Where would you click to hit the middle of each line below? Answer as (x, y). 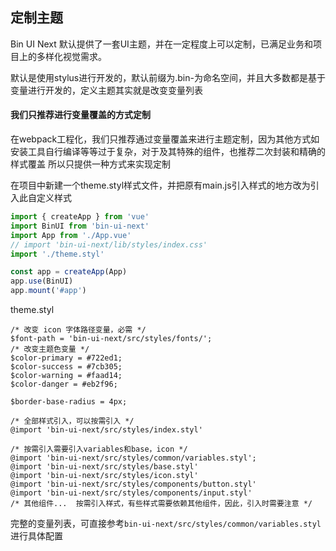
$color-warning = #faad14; (66, 376)
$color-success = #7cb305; (66, 367)
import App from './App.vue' (71, 235)
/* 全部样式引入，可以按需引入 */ (72, 421)
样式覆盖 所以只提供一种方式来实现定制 (90, 164)
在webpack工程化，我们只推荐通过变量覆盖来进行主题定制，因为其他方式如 (165, 139)
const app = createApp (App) (69, 272)
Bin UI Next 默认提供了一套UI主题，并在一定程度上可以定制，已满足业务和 (161, 44)
